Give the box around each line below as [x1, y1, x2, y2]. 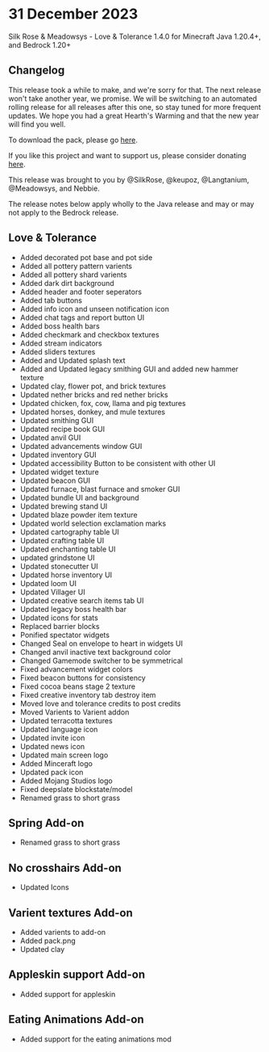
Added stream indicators [19, 338, 102, 348]
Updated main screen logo [19, 750, 109, 760]
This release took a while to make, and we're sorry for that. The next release [8, 85, 262, 94]
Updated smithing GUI [19, 415, 94, 425]
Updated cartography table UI [19, 526, 119, 537]
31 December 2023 [8, 5, 139, 23]
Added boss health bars [19, 321, 101, 331]
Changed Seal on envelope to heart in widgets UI [19, 639, 184, 648]
